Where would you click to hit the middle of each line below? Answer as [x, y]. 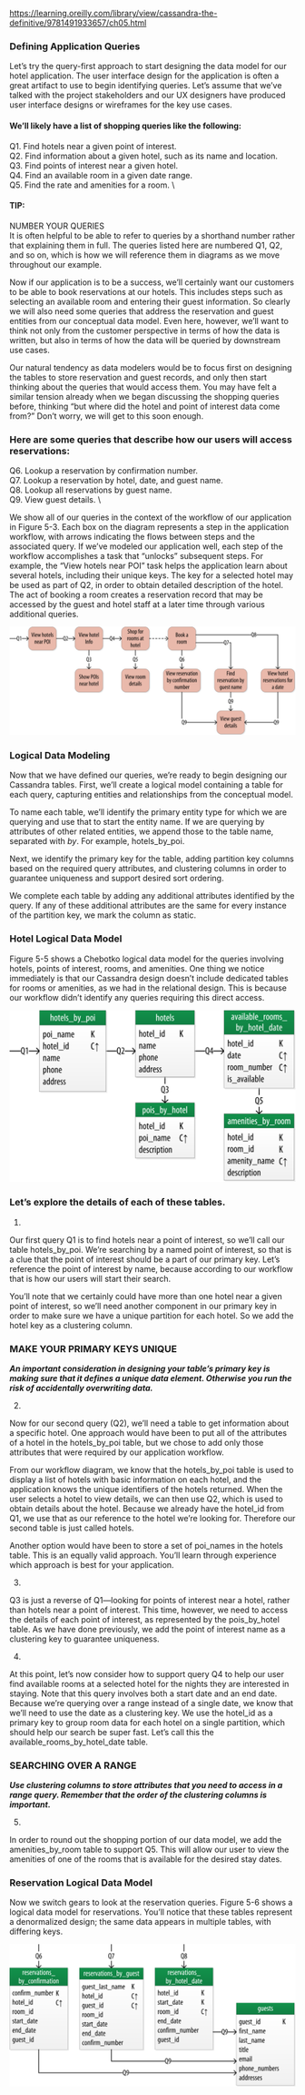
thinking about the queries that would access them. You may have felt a [143, 387]
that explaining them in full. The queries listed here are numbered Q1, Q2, [146, 245]
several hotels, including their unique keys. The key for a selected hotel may [151, 575]
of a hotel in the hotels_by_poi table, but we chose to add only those [137, 1442]
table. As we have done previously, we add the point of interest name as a [148, 1629]
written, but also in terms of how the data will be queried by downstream [145, 340]
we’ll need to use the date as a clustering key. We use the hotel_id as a [142, 1713]
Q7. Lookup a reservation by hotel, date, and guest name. [117, 480]
